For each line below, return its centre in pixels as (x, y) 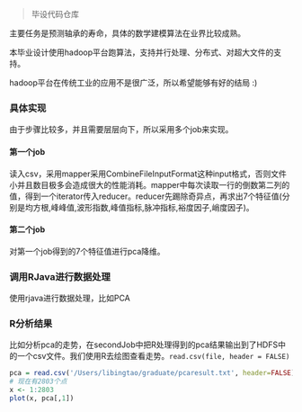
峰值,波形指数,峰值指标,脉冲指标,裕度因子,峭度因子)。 (156, 207)
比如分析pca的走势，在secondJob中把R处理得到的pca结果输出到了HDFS (144, 345)
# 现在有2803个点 (38, 381)
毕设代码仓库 (55, 14)
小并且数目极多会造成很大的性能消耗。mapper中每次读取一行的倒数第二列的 (150, 184)
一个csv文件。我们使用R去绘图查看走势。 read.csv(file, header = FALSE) (153, 356)
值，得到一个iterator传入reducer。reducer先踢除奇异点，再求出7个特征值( (146, 196)
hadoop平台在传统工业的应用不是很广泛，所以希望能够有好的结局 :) (133, 83)
